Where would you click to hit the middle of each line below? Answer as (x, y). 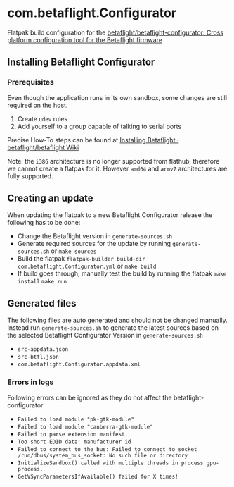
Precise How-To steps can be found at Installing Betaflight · (93, 140)
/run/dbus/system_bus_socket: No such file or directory (103, 455)
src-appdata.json (43, 350)
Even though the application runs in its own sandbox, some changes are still (117, 97)
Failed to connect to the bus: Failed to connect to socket (107, 449)
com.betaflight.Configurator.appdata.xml (79, 364)
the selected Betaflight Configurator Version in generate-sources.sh (105, 335)
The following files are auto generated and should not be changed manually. (118, 320)
